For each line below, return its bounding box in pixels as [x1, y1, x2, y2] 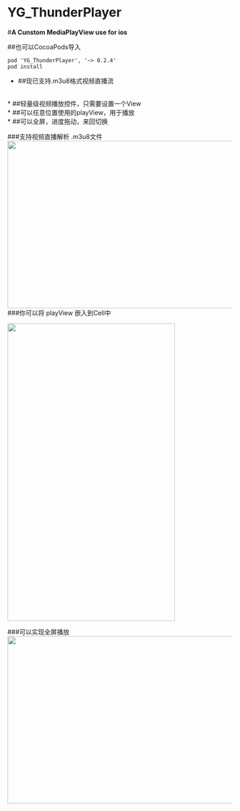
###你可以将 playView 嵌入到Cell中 [7, 308, 111, 317]
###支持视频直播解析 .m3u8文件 [7, 132, 103, 141]
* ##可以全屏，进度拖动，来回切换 [7, 117, 109, 126]
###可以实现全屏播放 [7, 628, 70, 636]
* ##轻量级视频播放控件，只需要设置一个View [7, 99, 141, 108]
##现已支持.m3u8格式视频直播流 [17, 76, 114, 85]
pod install [7, 63, 43, 70]
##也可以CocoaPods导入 [7, 42, 81, 51]
